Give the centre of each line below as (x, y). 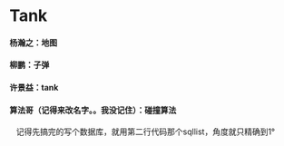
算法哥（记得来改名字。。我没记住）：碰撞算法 (93, 110)
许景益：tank (34, 87)
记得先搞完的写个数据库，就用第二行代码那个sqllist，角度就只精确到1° (145, 131)
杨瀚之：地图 (33, 43)
